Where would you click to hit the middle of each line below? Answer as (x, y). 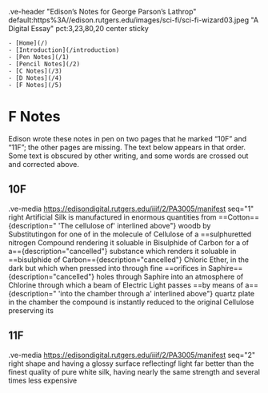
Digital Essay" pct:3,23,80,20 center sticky (79, 28)
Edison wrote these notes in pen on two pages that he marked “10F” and (128, 138)
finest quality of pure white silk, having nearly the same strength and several (134, 371)
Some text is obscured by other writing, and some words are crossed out (128, 156)
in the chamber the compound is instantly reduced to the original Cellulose (131, 302)
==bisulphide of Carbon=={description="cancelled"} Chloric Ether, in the (129, 260)
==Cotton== (239, 217)
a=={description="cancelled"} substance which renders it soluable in (122, 251)
